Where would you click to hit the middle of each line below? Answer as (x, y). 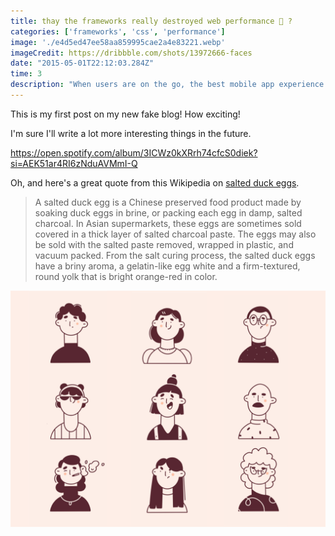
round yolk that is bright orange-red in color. (126, 276)
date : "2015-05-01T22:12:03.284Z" (82, 63)
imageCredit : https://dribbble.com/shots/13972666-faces (131, 53)
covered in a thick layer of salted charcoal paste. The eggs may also (175, 234)
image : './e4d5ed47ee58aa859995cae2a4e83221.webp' (118, 42)
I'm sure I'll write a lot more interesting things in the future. (131, 133)
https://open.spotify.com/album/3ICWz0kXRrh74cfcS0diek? (134, 152)
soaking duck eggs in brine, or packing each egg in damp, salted (168, 212)
